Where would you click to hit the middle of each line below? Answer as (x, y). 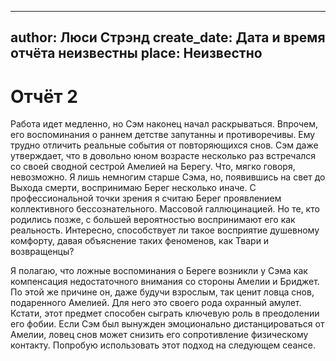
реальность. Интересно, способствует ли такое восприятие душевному (165, 230)
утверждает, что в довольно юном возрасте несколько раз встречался (163, 156)
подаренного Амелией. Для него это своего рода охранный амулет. (156, 303)
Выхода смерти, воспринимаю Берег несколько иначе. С (133, 188)
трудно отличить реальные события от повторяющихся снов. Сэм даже (164, 145)
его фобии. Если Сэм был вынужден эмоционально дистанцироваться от (167, 324)
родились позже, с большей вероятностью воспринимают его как (153, 220)
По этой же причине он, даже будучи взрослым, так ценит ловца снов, (162, 292)
